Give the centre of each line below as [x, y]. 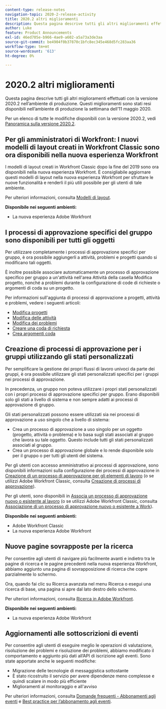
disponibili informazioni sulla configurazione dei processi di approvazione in [82, 470]
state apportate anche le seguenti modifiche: [51, 661]
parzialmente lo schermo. [31, 574]
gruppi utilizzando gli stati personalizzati [69, 357]
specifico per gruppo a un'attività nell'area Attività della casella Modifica [79, 277]
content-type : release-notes [35, 10]
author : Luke [19, 28]
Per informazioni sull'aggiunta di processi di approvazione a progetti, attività [83, 297]
